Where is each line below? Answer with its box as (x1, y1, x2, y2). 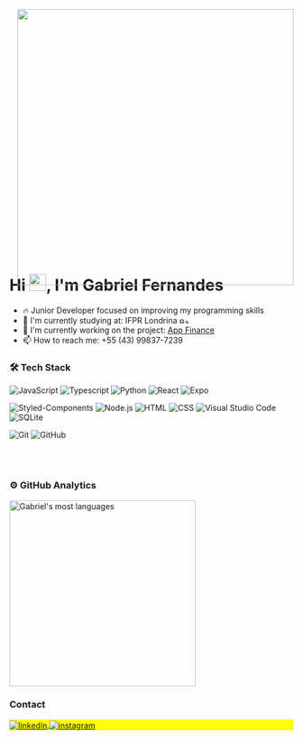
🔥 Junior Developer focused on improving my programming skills (22, 305, 264, 315)
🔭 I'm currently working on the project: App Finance (22, 324, 215, 335)
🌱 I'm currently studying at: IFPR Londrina (22, 315, 178, 325)
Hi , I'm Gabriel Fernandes (9, 275, 224, 296)
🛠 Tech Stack (9, 361, 71, 373)
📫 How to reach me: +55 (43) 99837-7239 (22, 334, 183, 345)
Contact (9, 699, 46, 711)
